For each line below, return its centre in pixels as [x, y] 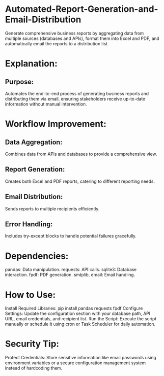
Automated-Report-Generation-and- [82, 9]
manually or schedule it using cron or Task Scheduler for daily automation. [80, 324]
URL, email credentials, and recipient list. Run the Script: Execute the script [81, 319]
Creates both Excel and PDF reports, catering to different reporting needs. [80, 181]
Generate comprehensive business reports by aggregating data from [74, 33]
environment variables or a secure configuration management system [76, 363]
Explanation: [31, 64]
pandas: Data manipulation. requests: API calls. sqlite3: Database [71, 270]
